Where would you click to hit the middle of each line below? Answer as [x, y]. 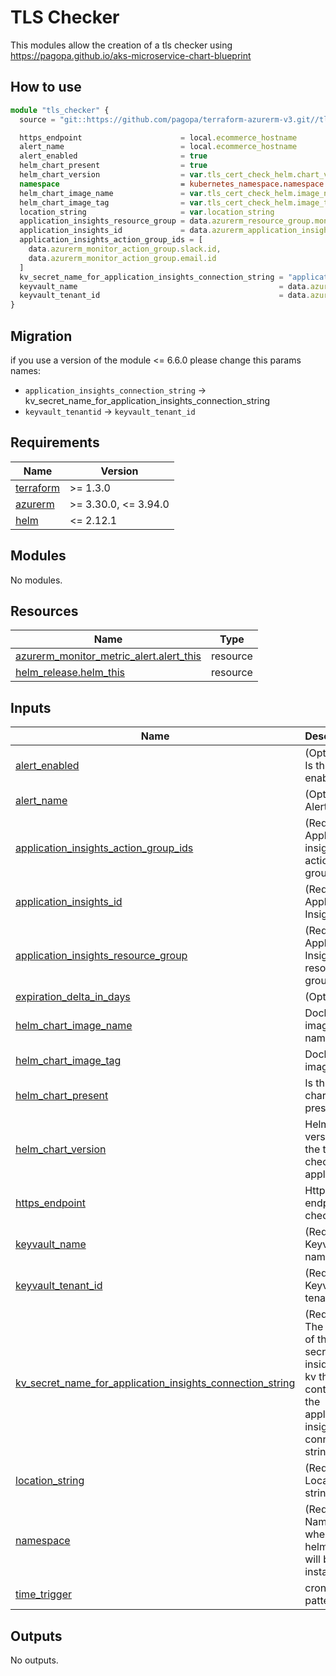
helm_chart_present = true [113, 166]
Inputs [31, 707]
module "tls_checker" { [60, 110]
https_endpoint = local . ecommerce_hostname [158, 137]
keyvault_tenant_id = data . [165, 296]
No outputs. [34, 1660]
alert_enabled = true [113, 156]
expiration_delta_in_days [73, 997]
